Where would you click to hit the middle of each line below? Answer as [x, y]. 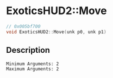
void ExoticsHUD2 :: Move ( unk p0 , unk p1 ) [56, 32]
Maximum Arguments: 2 [33, 69]
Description [28, 50]
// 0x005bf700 [24, 26]
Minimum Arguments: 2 [33, 64]
